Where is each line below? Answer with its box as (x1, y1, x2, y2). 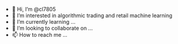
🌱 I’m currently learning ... (11, 18, 76, 25)
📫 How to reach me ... (11, 32, 67, 38)
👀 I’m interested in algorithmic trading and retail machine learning (11, 12, 173, 19)
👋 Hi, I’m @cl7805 (11, 6, 56, 12)
